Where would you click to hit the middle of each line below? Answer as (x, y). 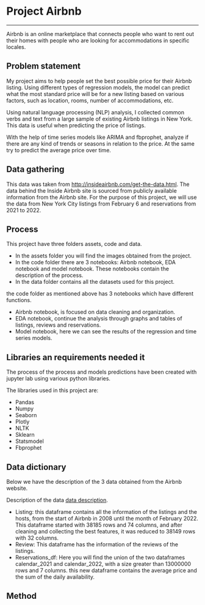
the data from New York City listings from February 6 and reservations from (101, 204)
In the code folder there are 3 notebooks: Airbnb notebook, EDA (95, 262)
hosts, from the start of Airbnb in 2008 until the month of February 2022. (106, 518)
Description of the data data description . (57, 500)
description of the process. (49, 275)
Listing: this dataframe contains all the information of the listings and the (106, 512)
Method (22, 596)
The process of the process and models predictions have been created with (102, 372)
